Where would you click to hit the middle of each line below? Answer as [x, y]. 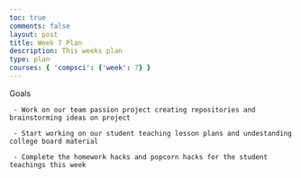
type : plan [30, 59]
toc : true [28, 18]
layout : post [34, 34]
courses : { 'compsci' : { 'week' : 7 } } [80, 68]
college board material [54, 141]
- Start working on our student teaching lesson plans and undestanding [153, 133]
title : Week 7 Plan [46, 43]
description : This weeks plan [66, 51]
